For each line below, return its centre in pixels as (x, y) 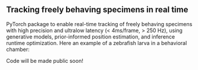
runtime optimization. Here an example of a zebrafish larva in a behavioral (97, 43)
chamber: (18, 49)
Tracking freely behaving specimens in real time (97, 10)
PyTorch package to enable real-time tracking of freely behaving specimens (99, 24)
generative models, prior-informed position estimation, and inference (91, 36)
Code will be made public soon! (45, 61)
